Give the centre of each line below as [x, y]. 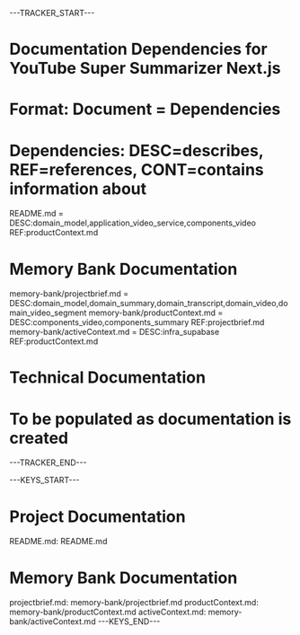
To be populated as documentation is [150, 419]
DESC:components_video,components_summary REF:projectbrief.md [137, 322]
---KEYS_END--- [129, 622]
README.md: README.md [58, 542]
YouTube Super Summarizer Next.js [145, 69]
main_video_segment [48, 313]
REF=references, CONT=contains [137, 169]
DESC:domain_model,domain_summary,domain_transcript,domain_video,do [149, 304]
